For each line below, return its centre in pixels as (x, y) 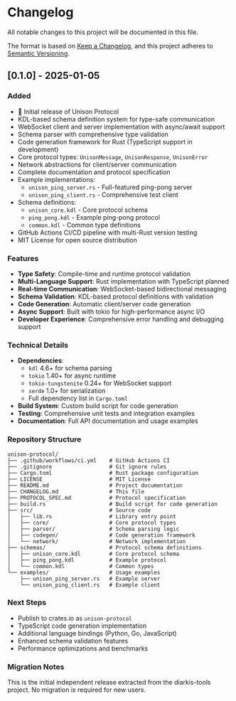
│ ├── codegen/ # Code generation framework (101, 535)
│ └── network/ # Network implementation (97, 541)
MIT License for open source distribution (77, 240)
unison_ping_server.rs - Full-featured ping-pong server (111, 187)
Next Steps (27, 603)
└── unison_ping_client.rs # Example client (90, 585)
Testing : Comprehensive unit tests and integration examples (106, 414)
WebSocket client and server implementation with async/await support (121, 127)
